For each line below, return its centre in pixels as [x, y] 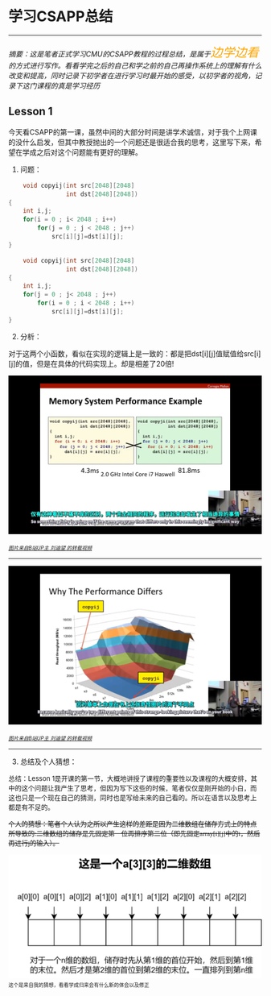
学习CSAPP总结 [61, 17]
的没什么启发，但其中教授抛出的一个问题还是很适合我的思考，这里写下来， [131, 142]
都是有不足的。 [31, 807]
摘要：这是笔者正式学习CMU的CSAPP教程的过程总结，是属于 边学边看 [134, 52]
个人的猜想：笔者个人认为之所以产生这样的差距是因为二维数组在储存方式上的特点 [133, 824]
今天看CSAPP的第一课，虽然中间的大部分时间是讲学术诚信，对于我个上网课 [133, 132]
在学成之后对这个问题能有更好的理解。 [78, 152]
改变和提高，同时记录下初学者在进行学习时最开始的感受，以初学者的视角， [131, 75]
